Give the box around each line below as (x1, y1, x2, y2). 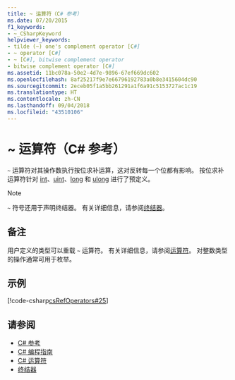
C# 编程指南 (17, 348, 53, 356)
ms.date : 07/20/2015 (7, 17, 68, 24)
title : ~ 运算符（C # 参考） (7, 10, 83, 18)
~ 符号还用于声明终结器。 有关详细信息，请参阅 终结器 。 (7, 203, 169, 212)
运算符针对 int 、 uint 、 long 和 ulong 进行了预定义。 (7, 174, 155, 183)
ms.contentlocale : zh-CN (7, 96, 80, 103)
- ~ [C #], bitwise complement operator (7, 56, 125, 63)
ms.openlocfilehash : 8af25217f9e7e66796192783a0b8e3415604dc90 (7, 75, 198, 83)
